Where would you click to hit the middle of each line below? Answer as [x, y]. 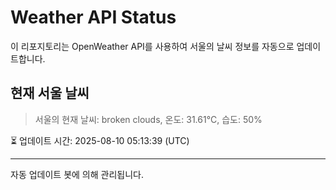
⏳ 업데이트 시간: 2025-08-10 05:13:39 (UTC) [100, 140]
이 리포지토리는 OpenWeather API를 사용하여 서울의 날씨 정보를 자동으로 [152, 46]
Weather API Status [93, 17]
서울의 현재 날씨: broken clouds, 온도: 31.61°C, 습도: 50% [148, 119]
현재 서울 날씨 [50, 93]
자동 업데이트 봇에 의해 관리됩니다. [77, 174]
